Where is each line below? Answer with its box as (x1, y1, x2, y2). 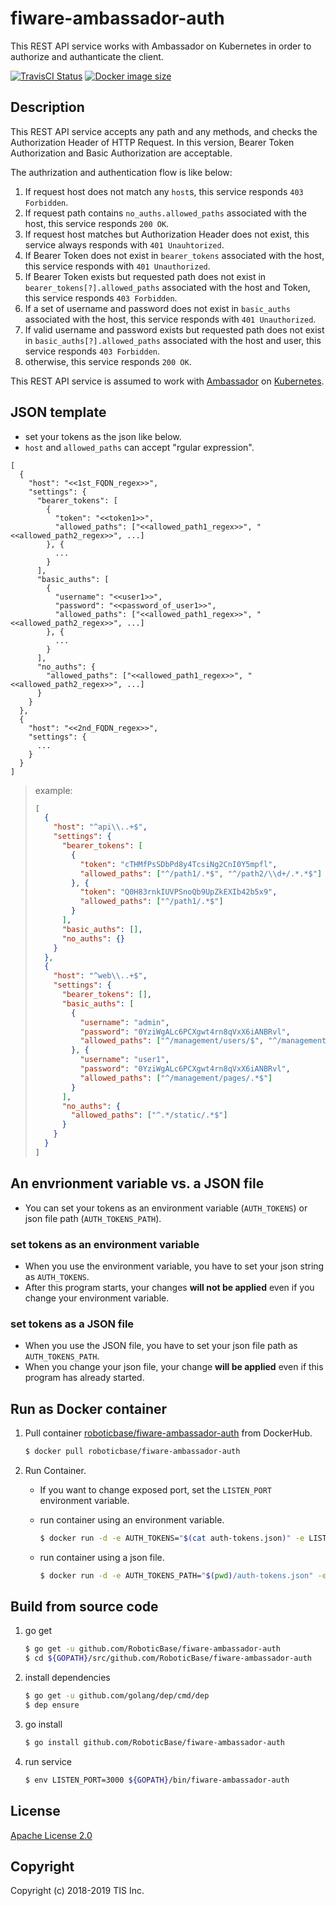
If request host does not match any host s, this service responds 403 (24, 185, 304, 197)
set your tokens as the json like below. (24, 430, 182, 442)
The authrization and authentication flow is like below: (10, 166, 233, 178)
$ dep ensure (24, 1700, 80, 1711)
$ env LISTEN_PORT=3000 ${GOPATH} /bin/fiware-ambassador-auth (24, 1775, 290, 1785)
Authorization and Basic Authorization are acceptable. (10, 147, 233, 159)
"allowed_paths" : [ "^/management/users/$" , (79, 1036, 264, 1046)
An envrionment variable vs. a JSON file (10, 1175, 265, 1192)
